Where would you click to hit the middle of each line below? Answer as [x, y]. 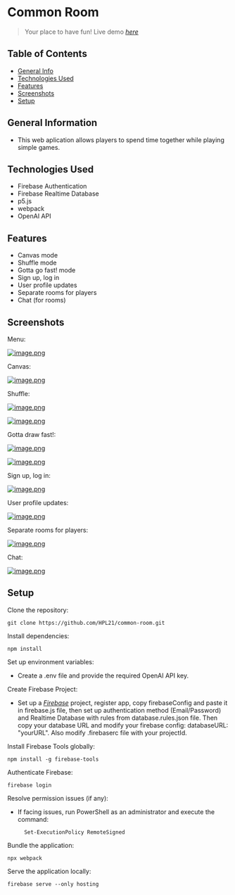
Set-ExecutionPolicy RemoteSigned [75, 832]
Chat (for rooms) [42, 300]
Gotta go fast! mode [46, 270]
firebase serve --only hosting [53, 884]
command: [33, 819]
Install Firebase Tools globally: [51, 746]
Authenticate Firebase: [40, 772]
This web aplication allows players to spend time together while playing [121, 140]
